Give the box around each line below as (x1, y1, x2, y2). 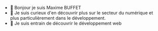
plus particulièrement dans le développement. (10, 15, 106, 21)
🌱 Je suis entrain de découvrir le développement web (10, 20, 122, 26)
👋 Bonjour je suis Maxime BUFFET (10, 5, 82, 10)
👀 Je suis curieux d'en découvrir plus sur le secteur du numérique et (10, 10, 153, 16)
